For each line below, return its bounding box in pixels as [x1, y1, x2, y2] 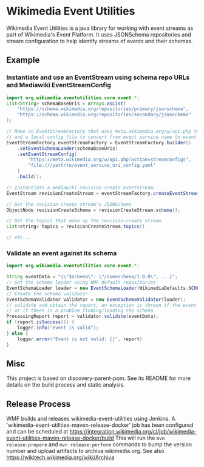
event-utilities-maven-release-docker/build [6, 434, 114, 442]
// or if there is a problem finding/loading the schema [6, 307, 154, 314]
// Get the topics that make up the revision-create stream [6, 218, 162, 224]
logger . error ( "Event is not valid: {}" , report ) [17, 336, 143, 342]
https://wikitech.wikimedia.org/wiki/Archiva [6, 454, 115, 461]
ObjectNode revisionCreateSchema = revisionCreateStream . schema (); [6, 207, 181, 213]
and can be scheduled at [6, 428, 69, 435]
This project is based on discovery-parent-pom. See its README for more [6, 374, 191, 382]
